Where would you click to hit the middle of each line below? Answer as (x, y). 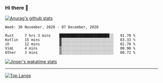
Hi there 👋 (17, 8)
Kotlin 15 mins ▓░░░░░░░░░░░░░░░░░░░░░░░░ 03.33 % (70, 40)
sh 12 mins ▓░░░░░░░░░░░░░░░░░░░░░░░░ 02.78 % (70, 44)
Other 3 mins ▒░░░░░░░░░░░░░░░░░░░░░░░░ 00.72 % (70, 53)
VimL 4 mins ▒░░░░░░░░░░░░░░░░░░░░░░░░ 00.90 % (70, 49)
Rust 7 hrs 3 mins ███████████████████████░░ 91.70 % (70, 36)
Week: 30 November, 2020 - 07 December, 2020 (52, 27)
